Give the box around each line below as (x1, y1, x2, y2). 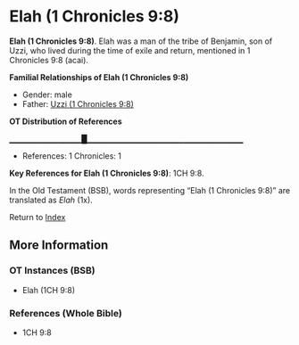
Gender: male (21, 89, 73, 100)
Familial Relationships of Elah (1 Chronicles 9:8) (9, 71, 189, 82)
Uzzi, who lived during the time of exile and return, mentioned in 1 (9, 45, 251, 55)
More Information (9, 238, 109, 253)
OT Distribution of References (9, 116, 122, 127)
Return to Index (9, 211, 66, 222)
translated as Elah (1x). (9, 194, 94, 205)
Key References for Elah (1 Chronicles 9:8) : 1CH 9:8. (9, 168, 204, 178)
